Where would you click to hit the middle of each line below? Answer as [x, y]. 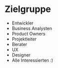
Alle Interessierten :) [32, 60]
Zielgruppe [28, 9]
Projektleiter [24, 39]
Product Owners [29, 33]
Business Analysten [32, 28]
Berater [20, 44]
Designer [21, 55]
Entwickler [23, 23]
